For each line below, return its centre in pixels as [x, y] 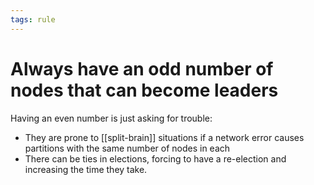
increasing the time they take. [86, 169]
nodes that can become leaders [144, 90]
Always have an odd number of [142, 68]
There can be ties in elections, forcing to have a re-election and [155, 158]
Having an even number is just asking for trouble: [111, 118]
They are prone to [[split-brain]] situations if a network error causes [164, 137]
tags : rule [33, 19]
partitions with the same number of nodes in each [127, 148]
